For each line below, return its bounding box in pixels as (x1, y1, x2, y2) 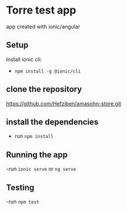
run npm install (14, 133, 54, 140)
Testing (6, 182, 35, 192)
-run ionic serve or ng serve (6, 166, 76, 173)
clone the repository (6, 84, 82, 94)
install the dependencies (6, 117, 99, 127)
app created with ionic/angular (6, 23, 81, 30)
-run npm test (6, 198, 39, 205)
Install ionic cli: (6, 55, 42, 62)
